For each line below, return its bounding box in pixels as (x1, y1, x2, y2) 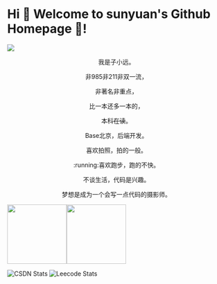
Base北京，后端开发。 (85, 131, 148, 139)
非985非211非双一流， (85, 72, 148, 80)
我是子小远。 (98, 57, 135, 66)
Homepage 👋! (7, 21, 87, 37)
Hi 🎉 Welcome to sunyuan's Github (7, 6, 211, 22)
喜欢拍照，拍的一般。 (86, 145, 147, 154)
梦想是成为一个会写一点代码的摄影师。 (62, 190, 171, 198)
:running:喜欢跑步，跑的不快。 (73, 161, 160, 169)
